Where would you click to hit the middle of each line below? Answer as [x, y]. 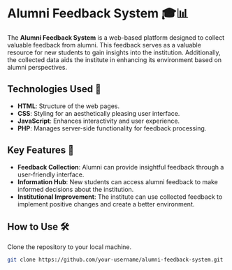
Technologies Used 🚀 [54, 89]
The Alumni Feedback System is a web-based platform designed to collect [116, 37]
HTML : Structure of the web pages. [68, 106]
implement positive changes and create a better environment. [106, 204]
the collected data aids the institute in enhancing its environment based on [115, 59]
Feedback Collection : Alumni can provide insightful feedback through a [121, 167]
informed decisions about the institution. [75, 189]
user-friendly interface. [51, 174]
